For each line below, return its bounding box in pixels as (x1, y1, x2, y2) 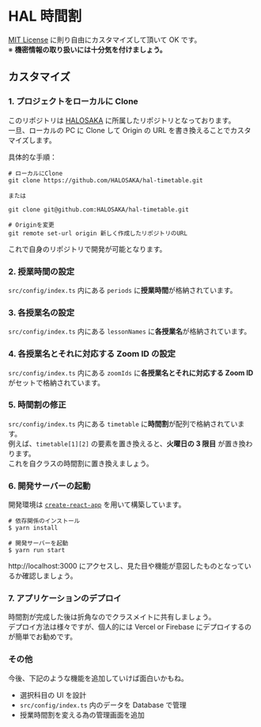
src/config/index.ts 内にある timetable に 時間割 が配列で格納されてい (8, 419, 238, 428)
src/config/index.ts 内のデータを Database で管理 (19, 700, 187, 710)
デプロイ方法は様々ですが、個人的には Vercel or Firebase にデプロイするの (8, 622, 252, 632)
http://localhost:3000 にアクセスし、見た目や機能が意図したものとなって (8, 561, 245, 571)
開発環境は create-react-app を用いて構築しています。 (8, 500, 186, 509)
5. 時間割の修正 (8, 399, 66, 410)
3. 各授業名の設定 (8, 306, 75, 318)
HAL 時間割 (8, 7, 82, 25)
